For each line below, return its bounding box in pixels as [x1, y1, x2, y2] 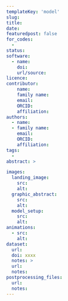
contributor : [6, 81, 39, 87]
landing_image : [11, 175, 50, 181]
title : [6, 20, 23, 26]
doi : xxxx [11, 252, 36, 258]
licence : [6, 75, 28, 81]
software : [6, 53, 31, 59]
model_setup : [11, 208, 44, 214]
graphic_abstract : [11, 191, 58, 197]
